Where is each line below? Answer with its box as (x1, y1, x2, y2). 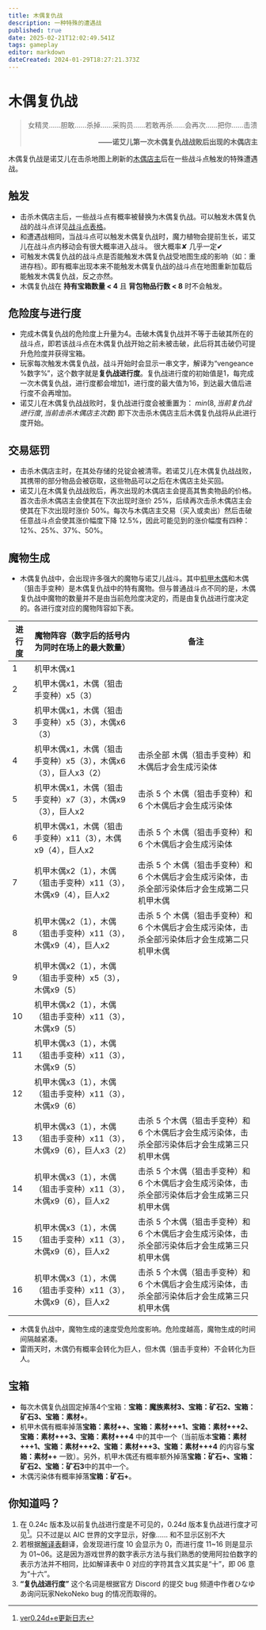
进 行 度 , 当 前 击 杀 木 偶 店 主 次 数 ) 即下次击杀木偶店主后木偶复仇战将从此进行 (19, 408, 257, 418)
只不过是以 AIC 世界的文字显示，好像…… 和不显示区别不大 (36, 1529, 226, 1539)
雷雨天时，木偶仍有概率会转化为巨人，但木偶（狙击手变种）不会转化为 (19, 1345, 249, 1354)
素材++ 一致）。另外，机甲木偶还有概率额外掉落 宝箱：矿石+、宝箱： (33, 1452, 255, 1461)
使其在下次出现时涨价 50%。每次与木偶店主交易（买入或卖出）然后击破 (19, 506, 253, 515)
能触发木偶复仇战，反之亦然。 (19, 271, 117, 281)
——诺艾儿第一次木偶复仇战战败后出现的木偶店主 (98, 136, 258, 147)
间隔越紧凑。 (19, 1334, 62, 1344)
